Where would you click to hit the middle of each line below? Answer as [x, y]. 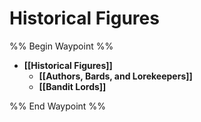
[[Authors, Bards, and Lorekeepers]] [115, 76]
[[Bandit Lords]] [72, 86]
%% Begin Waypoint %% [61, 46]
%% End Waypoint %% [57, 106]
